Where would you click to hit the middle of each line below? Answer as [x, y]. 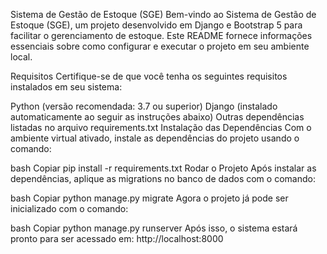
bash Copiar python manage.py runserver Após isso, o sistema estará [154, 228]
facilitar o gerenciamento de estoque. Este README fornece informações [161, 35]
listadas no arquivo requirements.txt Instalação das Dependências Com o [161, 127]
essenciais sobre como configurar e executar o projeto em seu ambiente [160, 46]
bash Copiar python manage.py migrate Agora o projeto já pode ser [149, 198]
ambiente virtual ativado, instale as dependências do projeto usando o [155, 138]
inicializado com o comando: [69, 208]
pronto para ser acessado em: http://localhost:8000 [117, 238]
